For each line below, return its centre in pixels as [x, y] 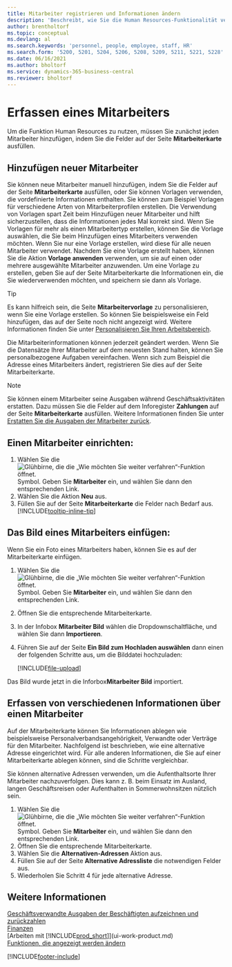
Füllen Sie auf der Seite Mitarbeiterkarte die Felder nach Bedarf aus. [115, 504]
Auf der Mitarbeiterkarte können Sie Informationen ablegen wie [97, 731]
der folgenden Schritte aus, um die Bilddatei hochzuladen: [100, 655]
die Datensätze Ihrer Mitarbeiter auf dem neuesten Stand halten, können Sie [115, 350]
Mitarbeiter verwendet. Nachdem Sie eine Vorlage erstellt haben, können [111, 251]
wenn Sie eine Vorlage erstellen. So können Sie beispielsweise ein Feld [108, 314]
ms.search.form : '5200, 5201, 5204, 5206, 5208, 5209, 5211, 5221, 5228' [116, 53]
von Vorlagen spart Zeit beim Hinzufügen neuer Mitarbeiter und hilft [104, 214]
